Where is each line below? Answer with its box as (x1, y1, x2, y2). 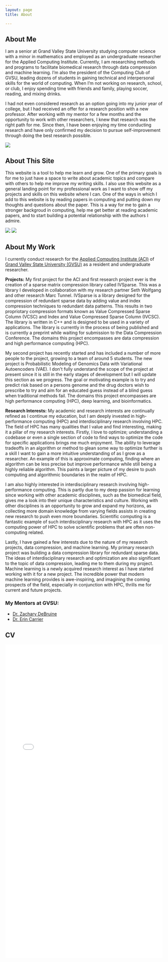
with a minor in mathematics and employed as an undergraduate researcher (5, 54, 161, 60)
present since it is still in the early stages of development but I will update (5, 371, 156, 377)
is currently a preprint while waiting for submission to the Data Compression (5, 330, 162, 336)
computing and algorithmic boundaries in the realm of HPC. (5, 471, 128, 477)
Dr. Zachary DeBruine (12, 611, 57, 617)
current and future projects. (5, 587, 62, 593)
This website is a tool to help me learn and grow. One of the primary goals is (5, 170, 162, 176)
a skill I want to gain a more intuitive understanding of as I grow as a (5, 450, 145, 456)
